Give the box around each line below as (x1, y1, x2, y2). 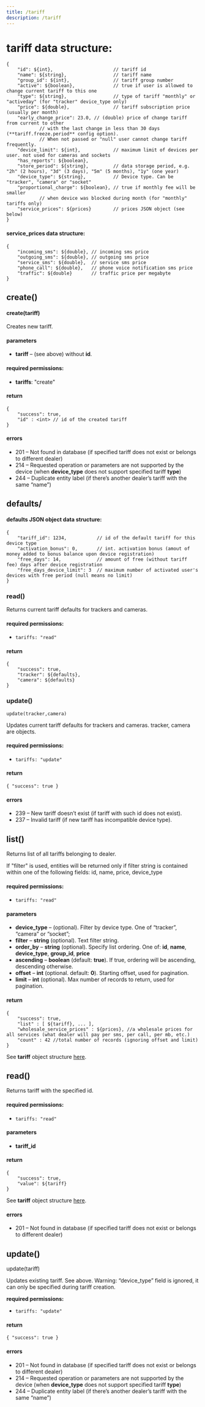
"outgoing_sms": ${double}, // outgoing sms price (17, 254, 149, 260)
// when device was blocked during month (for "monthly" (39, 195, 188, 202)
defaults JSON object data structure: (6, 516, 102, 523)
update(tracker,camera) (6, 710, 67, 717)
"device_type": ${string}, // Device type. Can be (17, 174, 174, 180)
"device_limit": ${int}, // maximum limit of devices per (17, 147, 199, 153)
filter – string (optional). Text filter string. (15, 937, 119, 944)
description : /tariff (6, 15, 62, 21)
